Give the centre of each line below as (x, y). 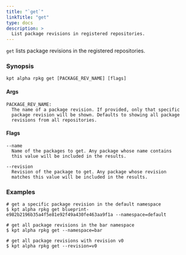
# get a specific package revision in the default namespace (84, 204)
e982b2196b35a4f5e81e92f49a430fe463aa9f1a (60, 215)
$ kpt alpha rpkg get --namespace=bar (54, 231)
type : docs (20, 23)
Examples (21, 192)
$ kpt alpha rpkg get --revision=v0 (52, 246)
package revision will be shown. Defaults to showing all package (96, 115)
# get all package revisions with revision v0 (65, 241)
